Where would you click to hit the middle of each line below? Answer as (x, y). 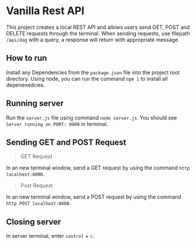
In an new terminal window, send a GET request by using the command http (98, 168)
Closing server (34, 222)
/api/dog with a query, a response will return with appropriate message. (93, 39)
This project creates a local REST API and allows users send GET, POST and (98, 27)
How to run (27, 58)
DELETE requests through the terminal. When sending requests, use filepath (98, 33)
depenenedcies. (26, 85)
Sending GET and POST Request (66, 142)
